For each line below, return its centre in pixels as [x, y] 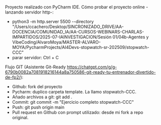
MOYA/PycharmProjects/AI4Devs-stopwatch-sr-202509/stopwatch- [81, 47]
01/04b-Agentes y [131, 37]
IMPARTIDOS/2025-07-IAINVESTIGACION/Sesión [62, 37]
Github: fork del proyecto [37, 86]
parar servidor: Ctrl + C [36, 57]
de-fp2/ [13, 77]
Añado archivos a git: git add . [42, 97]
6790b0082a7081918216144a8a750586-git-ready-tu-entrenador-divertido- [80, 72]
